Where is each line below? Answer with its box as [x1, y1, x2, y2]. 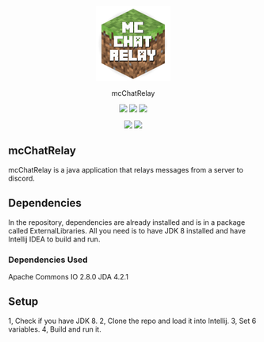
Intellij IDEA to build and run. [8, 234, 101, 244]
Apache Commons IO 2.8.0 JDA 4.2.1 [8, 272, 129, 281]
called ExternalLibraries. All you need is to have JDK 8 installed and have [8, 226, 246, 235]
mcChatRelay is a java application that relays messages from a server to [8, 165, 243, 174]
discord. [8, 173, 36, 183]
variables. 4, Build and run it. [8, 324, 101, 334]
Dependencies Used [8, 254, 89, 265]
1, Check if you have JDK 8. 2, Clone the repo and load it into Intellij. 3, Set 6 [8, 316, 257, 325]
